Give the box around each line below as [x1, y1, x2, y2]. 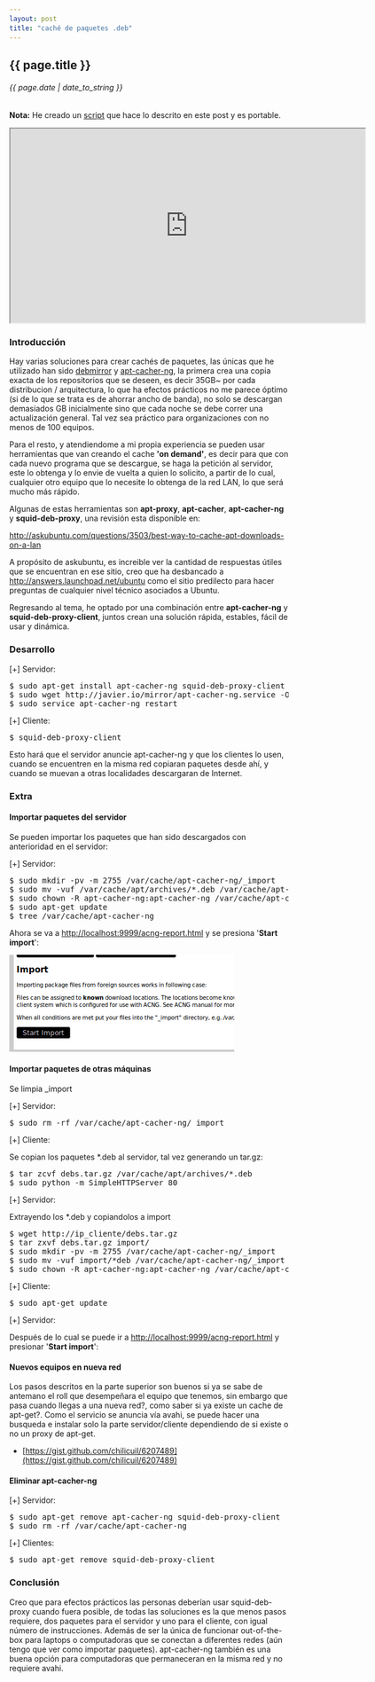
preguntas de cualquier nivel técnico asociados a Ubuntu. [9, 586, 220, 596]
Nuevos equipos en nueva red [9, 1362, 121, 1372]
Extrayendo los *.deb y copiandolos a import [9, 1212, 171, 1222]
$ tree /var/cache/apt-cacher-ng [9, 910, 155, 921]
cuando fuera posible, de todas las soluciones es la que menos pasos [32, 1606, 286, 1616]
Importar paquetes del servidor [9, 812, 127, 822]
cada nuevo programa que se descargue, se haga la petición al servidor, [9, 458, 273, 469]
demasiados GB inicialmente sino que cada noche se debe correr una [9, 404, 263, 414]
